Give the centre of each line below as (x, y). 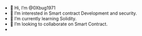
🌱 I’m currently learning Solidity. (43, 19)
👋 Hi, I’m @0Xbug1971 (33, 8)
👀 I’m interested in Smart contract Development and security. (74, 13)
